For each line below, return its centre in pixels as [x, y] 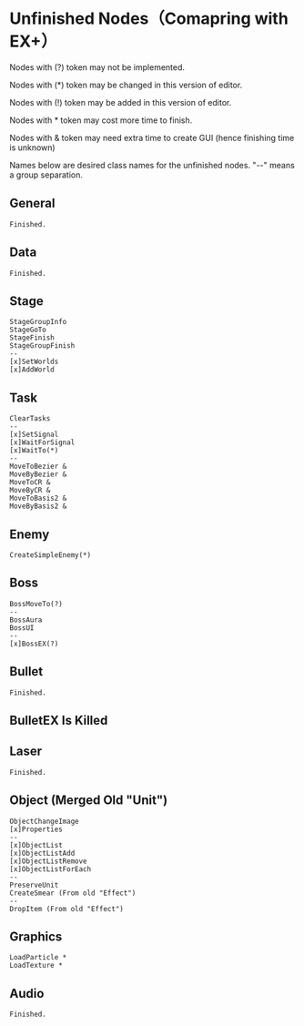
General [33, 203]
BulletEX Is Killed [59, 721]
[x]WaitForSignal [42, 442]
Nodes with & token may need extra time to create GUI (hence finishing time [152, 137]
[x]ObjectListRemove [49, 861]
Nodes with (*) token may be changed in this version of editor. [126, 85]
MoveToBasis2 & [38, 498]
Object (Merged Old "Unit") [89, 801]
